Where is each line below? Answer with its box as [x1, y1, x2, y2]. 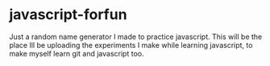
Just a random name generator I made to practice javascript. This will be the [9, 32, 263, 41]
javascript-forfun [9, 6, 127, 24]
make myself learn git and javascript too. [9, 49, 144, 58]
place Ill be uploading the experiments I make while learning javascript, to [9, 40, 253, 49]
